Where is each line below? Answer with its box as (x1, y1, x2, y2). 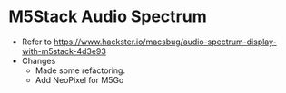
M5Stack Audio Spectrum (8, 6, 207, 27)
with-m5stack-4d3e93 (21, 45, 106, 56)
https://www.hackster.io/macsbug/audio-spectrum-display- (53, 36, 278, 47)
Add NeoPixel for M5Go (35, 74, 124, 85)
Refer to (21, 36, 52, 47)
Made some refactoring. (35, 65, 126, 76)
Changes (21, 55, 56, 66)
